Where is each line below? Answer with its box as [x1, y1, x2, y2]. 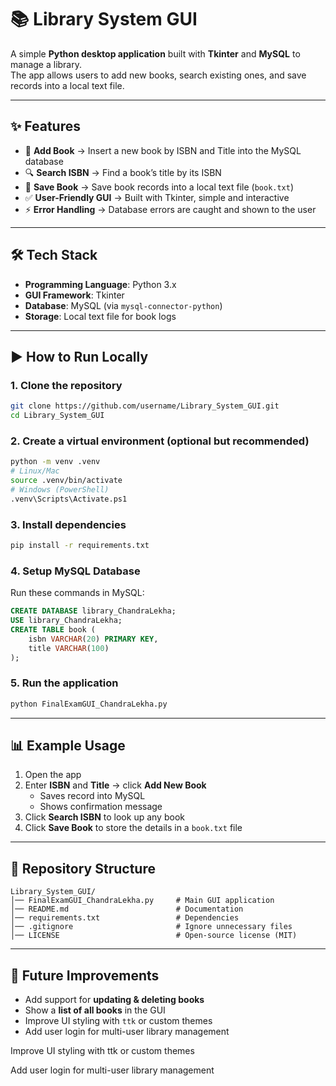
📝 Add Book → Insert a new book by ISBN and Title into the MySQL [24, 144, 302, 156]
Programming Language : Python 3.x [24, 278, 177, 290]
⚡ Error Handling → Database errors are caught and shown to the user [24, 203, 317, 215]
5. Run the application [10, 676, 119, 690]
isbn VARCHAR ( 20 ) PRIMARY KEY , [28, 634, 159, 644]
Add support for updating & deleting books [24, 994, 205, 1005]
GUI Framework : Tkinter [24, 289, 125, 301]
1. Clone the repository [10, 378, 123, 392]
